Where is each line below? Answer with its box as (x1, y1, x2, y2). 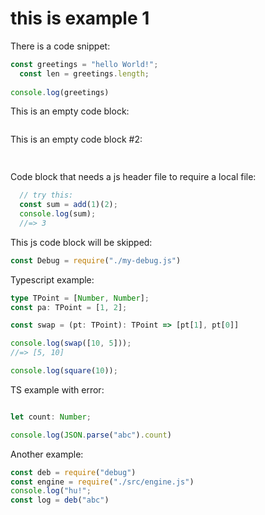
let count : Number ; (10, 412, 92, 422)
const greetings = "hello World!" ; (10, 59, 159, 69)
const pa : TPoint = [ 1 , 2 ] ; (10, 302, 128, 312)
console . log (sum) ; (19, 209, 97, 219)
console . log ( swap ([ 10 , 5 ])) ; (10, 338, 132, 349)
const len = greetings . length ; (19, 68, 150, 79)
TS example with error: (10, 383, 105, 396)
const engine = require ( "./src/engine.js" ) (10, 477, 195, 487)
